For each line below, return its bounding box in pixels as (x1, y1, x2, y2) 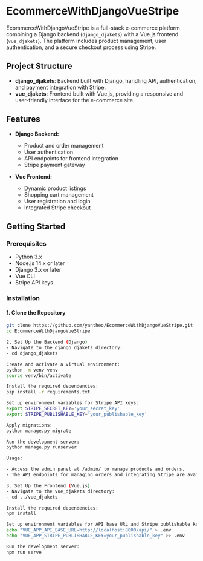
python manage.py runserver (6, 444, 77, 450)
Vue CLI (14, 272, 35, 280)
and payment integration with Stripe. (14, 84, 106, 91)
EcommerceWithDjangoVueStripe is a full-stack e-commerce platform (6, 24, 180, 31)
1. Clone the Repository (6, 309, 66, 316)
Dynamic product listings (24, 185, 86, 192)
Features (6, 114, 40, 125)
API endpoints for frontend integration (24, 154, 119, 162)
